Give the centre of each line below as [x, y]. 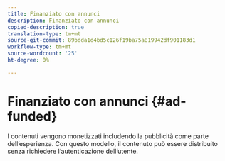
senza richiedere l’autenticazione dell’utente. [73, 151]
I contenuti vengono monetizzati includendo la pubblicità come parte [108, 136]
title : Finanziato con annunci [54, 14]
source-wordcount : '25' [43, 54]
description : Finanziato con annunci [63, 21]
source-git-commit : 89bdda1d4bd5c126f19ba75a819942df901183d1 [101, 40]
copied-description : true [46, 27]
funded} [32, 116]
